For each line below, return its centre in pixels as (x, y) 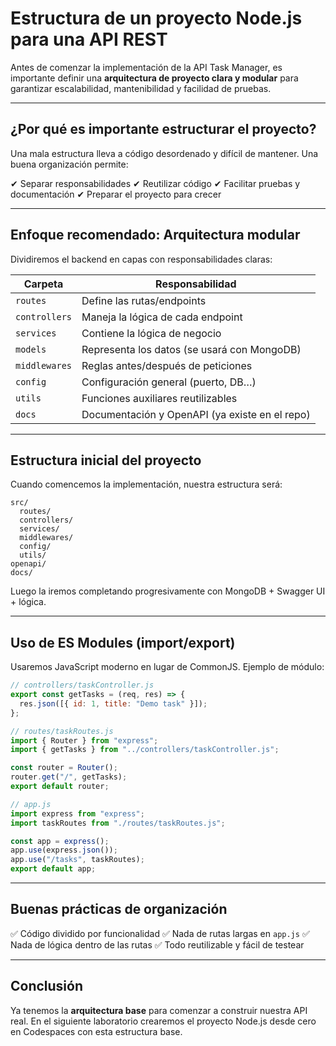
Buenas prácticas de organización (119, 909)
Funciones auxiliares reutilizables (159, 398)
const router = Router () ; (64, 768)
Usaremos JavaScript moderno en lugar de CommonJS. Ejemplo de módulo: (167, 667)
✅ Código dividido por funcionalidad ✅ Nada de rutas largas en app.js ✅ (160, 933)
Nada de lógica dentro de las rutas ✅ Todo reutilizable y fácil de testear (157, 944)
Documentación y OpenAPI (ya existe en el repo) (196, 414)
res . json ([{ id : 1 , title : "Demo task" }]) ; (113, 703)
